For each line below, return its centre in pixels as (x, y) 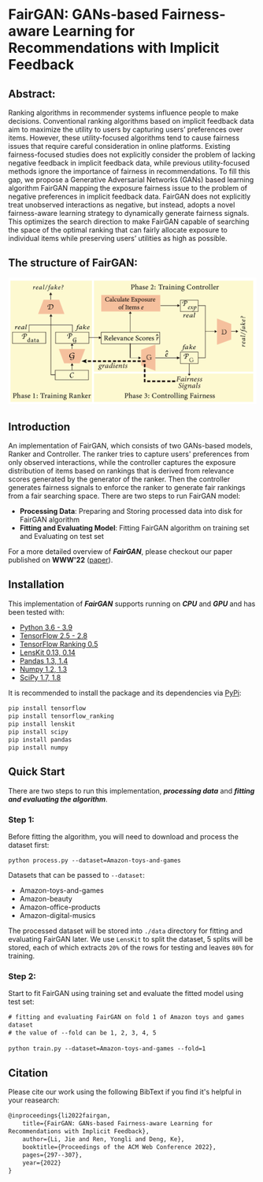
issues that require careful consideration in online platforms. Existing (119, 146)
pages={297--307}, (52, 1155)
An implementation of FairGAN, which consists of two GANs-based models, (131, 446)
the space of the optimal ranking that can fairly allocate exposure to (118, 230)
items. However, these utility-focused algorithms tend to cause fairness (124, 138)
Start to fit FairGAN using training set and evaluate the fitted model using (126, 994)
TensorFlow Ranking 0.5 (59, 644)
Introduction (39, 427)
